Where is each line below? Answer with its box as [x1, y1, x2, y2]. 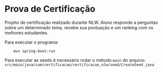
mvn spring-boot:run [13, 49, 55, 54]
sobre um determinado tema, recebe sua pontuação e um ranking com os [4, 24, 154, 30]
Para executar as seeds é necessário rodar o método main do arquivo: [4, 57, 146, 63]
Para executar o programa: [4, 39, 59, 45]
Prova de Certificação [4, 3, 96, 15]
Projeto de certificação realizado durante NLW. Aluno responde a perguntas [4, 19, 158, 25]
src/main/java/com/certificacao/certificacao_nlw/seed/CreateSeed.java [4, 62, 154, 67]
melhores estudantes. [4, 30, 49, 36]
